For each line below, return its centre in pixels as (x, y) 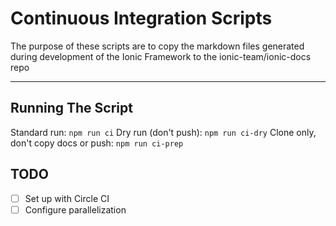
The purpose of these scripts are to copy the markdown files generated (157, 46)
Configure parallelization (75, 209)
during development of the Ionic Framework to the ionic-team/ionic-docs (161, 56)
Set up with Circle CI (67, 198)
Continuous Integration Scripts (141, 18)
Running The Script (71, 108)
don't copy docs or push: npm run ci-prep (97, 143)
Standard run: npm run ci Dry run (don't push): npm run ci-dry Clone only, (163, 132)
